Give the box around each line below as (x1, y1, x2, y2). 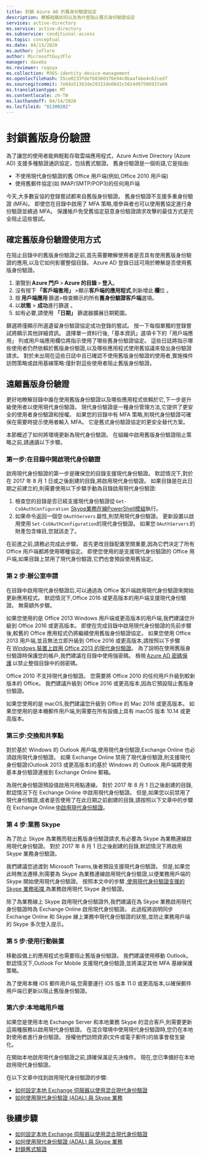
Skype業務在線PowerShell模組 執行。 (71, 505, 162, 512)
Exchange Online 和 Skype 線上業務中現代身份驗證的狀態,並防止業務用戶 (6, 913, 185, 920)
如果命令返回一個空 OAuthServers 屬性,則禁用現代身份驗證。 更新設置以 (14, 512, 189, 520)
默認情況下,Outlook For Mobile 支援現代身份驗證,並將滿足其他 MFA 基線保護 (6, 959, 193, 967)
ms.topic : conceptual (6, 37, 61, 43)
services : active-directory (6, 20, 77, 26)
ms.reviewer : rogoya (6, 64, 58, 71)
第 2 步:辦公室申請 (6, 572, 59, 580)
